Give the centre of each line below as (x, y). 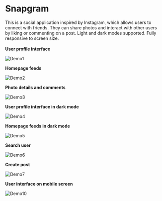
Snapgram (27, 9)
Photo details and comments (35, 87)
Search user (18, 145)
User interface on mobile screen (39, 184)
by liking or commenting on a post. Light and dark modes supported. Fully (81, 33)
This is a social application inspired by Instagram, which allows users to (78, 22)
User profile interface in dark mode (42, 106)
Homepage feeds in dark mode (38, 126)
